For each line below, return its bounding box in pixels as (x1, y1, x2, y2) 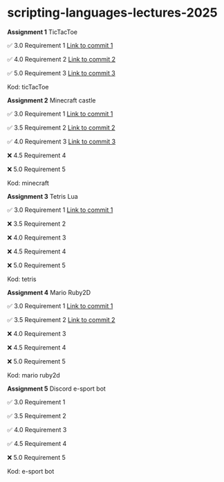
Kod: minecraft (7, 179, 50, 187)
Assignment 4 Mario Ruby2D (7, 288, 91, 296)
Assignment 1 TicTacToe (7, 28, 78, 36)
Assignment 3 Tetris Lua (7, 192, 78, 200)
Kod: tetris (7, 275, 37, 283)
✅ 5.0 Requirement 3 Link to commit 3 (7, 69, 115, 77)
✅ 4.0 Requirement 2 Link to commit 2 (7, 55, 116, 63)
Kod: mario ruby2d (7, 371, 60, 379)
